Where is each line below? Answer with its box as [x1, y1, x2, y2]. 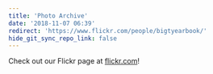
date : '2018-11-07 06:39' [8, 19, 95, 27]
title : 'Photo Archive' [8, 11, 89, 20]
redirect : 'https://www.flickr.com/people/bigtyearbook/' [8, 27, 207, 35]
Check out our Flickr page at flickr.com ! [8, 56, 140, 66]
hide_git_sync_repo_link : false [8, 34, 117, 43]
